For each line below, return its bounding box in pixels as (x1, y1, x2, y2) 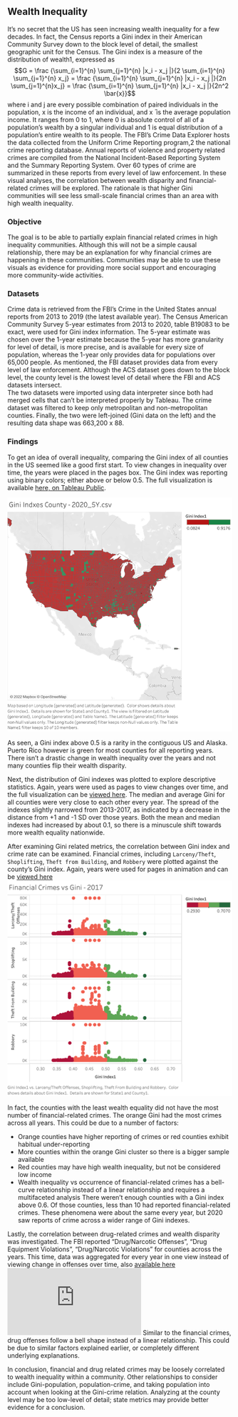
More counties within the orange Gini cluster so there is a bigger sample (17, 1147, 229, 1156)
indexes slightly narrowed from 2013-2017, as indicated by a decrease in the (7, 805, 231, 814)
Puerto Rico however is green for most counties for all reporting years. (7, 746, 214, 755)
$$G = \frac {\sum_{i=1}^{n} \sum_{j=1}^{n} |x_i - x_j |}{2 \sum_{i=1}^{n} (14, 66, 226, 74)
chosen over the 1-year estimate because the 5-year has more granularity (7, 335, 224, 344)
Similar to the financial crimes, (142, 1328, 232, 1337)
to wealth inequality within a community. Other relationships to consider (7, 1372, 218, 1381)
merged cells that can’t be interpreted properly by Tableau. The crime (7, 396, 212, 404)
